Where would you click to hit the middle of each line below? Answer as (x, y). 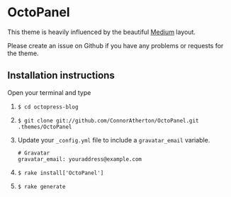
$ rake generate (41, 186)
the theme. (23, 53)
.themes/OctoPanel (45, 127)
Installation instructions (61, 75)
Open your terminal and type (49, 92)
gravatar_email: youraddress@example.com (79, 159)
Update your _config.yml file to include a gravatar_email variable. (114, 140)
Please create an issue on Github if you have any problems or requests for (115, 45)
